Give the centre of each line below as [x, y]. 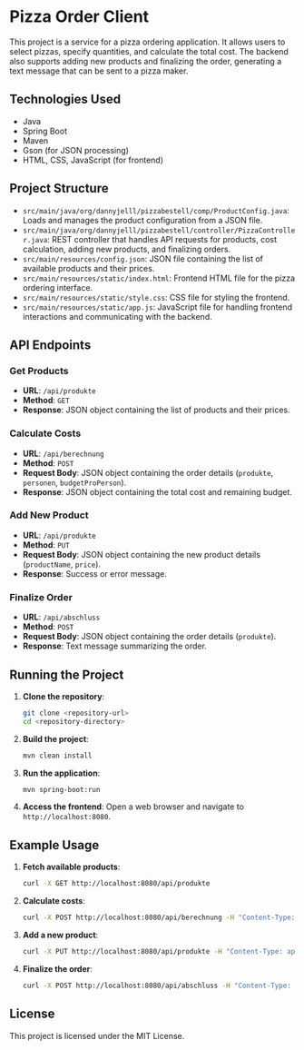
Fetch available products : [71, 867]
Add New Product [49, 515]
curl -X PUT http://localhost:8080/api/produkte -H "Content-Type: [153, 952]
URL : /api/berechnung [63, 453]
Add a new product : [60, 935]
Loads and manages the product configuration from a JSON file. [142, 220]
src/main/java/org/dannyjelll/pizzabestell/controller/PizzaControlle [159, 230]
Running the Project [67, 674]
